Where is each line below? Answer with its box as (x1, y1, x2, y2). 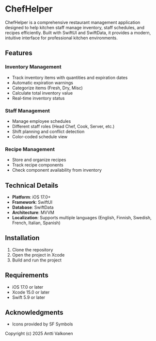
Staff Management (5, 107, 50, 114)
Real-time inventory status (12, 95, 65, 101)
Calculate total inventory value (12, 90, 73, 96)
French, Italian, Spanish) (12, 220, 61, 226)
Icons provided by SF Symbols (12, 321, 73, 327)
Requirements (5, 271, 48, 279)
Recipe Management (5, 146, 55, 152)
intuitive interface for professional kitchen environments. (5, 35, 118, 41)
